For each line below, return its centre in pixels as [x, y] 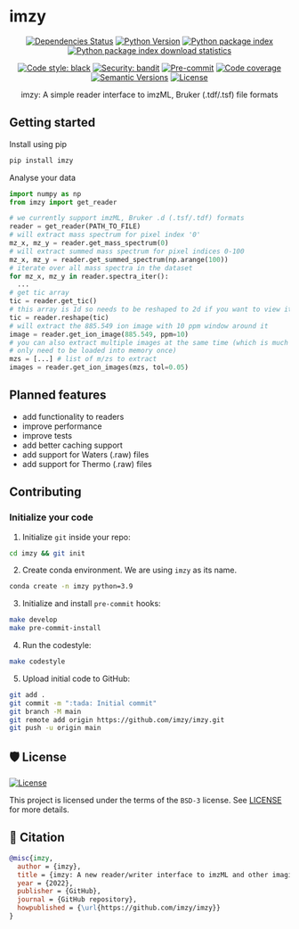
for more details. [39, 810]
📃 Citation [37, 838]
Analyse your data [43, 177]
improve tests [47, 435]
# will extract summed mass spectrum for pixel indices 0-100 [127, 251]
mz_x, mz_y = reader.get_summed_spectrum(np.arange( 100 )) [119, 259]
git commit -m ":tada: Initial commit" [83, 703]
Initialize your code [51, 517]
